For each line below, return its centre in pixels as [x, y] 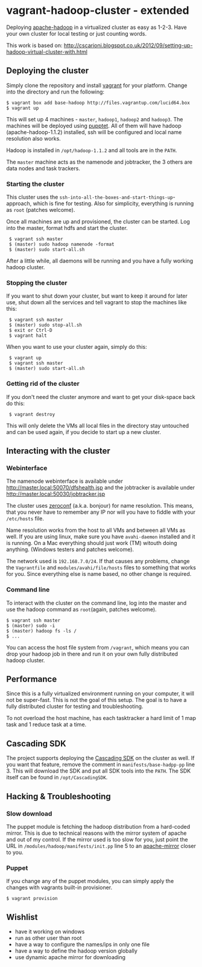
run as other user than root [48, 938]
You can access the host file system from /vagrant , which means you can [98, 647]
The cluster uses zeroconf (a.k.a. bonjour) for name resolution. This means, [100, 506]
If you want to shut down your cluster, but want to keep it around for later [97, 296]
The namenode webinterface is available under [65, 481]
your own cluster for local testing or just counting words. [76, 33]
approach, [19, 203]
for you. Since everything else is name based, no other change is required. [99, 574]
